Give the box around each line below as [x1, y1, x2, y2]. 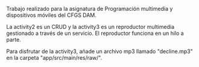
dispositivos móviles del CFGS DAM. [6, 11, 96, 19]
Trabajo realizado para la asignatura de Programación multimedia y [6, 5, 173, 12]
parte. [6, 36, 21, 43]
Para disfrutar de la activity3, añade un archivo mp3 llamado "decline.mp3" [6, 48, 193, 55]
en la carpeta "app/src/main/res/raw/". [6, 54, 103, 61]
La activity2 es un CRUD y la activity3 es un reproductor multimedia [6, 24, 175, 30]
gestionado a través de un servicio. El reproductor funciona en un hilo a [6, 30, 184, 37]
